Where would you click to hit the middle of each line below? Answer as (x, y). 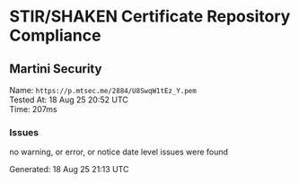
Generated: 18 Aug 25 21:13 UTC (69, 170)
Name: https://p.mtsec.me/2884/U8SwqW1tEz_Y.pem (103, 90)
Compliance (55, 35)
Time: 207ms (33, 109)
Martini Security (56, 69)
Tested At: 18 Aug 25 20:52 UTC (69, 100)
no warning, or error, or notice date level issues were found (119, 152)
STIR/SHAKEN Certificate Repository (150, 17)
